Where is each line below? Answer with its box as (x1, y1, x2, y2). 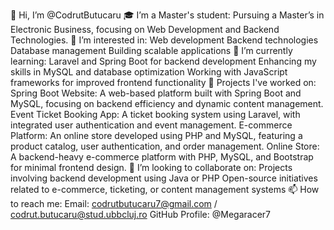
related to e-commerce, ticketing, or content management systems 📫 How (10, 184, 320, 195)
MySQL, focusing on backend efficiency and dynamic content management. (10, 98, 324, 109)
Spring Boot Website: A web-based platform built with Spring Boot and (10, 87, 302, 99)
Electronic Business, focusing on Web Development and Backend (10, 24, 280, 35)
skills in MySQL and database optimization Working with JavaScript (10, 66, 288, 78)
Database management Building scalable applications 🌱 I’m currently (10, 45, 293, 56)
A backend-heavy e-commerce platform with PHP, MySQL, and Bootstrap (10, 151, 314, 163)
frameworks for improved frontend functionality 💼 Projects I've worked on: (10, 77, 317, 88)
